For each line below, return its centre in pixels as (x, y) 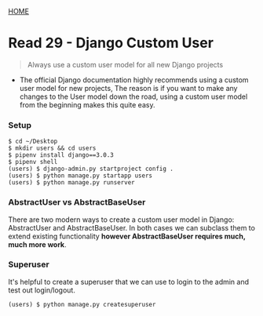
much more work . (37, 244)
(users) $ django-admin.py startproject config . (91, 169)
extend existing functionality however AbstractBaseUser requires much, (127, 236)
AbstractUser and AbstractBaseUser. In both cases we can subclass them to (131, 227)
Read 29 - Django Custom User (111, 43)
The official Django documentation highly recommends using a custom (134, 80)
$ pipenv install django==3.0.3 (61, 155)
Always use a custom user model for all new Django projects (125, 64)
